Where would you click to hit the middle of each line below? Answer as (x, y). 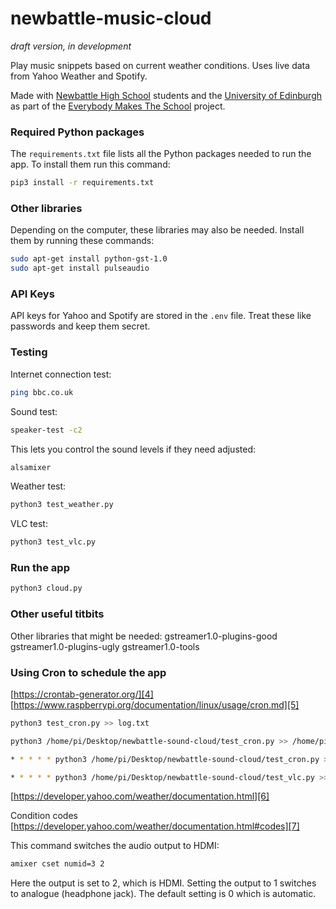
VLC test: (29, 524)
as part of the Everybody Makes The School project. (118, 106)
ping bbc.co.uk (42, 392)
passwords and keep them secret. (80, 326)
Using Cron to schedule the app (88, 672)
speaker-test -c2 (46, 430)
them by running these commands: (82, 241)
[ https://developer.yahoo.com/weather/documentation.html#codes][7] (155, 826)
